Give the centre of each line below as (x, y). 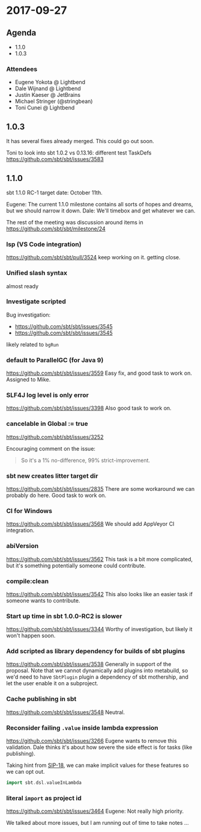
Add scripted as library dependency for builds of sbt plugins (96, 652)
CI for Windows (29, 511)
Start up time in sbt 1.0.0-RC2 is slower (64, 616)
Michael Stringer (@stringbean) (54, 101)
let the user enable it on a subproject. (52, 683)
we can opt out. (25, 772)
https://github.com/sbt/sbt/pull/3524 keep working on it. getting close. (94, 257)
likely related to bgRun (32, 344)
